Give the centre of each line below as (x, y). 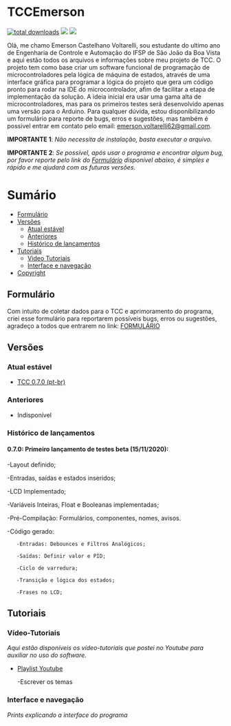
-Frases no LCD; (40, 592)
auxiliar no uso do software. (47, 655)
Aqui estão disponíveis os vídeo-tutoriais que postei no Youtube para (106, 648)
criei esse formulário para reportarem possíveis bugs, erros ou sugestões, (112, 319)
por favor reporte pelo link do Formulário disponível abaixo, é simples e (108, 160)
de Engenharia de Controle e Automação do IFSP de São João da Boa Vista (114, 52)
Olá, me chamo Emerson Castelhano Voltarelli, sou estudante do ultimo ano (114, 45)
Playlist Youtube (40, 669)
